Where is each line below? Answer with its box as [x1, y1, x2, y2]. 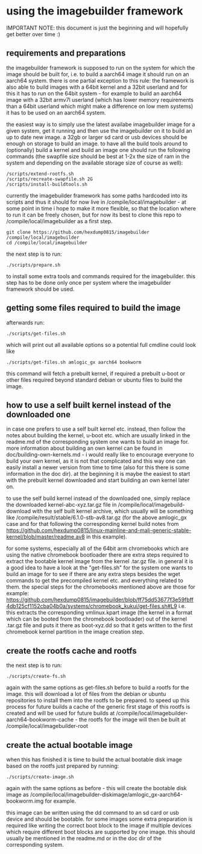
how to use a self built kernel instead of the [6, 400, 172, 410]
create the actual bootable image [6, 740, 133, 750]
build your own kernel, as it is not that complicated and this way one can [6, 457, 186, 465]
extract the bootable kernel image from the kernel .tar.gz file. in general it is [6, 558, 194, 565]
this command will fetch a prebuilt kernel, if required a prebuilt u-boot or [6, 370, 186, 377]
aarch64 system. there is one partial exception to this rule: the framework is [6, 77, 194, 84]
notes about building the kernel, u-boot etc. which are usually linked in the [6, 432, 191, 439]
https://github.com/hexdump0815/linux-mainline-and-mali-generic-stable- [6, 527, 192, 534]
